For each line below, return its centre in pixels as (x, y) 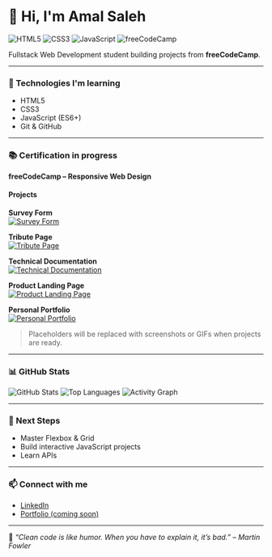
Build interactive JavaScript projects (81, 447)
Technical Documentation (53, 261)
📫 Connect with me (48, 484)
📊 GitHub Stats (39, 371)
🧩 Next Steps (34, 420)
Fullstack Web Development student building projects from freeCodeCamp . (134, 54)
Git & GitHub (41, 127)
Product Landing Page (47, 285)
